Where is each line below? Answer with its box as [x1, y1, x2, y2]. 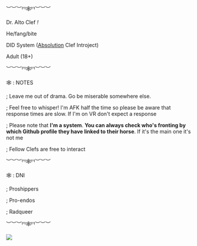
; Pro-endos [6, 197, 35, 204]
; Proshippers [6, 185, 39, 192]
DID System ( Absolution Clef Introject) [6, 42, 99, 48]
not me [6, 134, 24, 141]
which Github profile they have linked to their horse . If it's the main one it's [6, 128, 191, 135]
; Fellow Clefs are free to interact [6, 146, 86, 152]
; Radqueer [6, 208, 33, 215]
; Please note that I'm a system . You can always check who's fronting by [6, 122, 186, 128]
